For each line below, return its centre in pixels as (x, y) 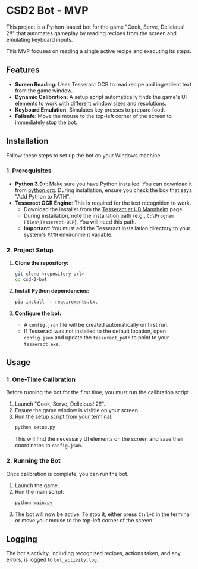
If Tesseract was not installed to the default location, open (95, 331)
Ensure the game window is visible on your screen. (77, 410)
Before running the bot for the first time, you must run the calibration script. (98, 392)
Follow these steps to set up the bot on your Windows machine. (84, 155)
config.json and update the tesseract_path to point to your (96, 337)
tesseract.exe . (42, 344)
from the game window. (44, 91)
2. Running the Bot (33, 461)
